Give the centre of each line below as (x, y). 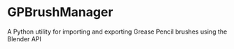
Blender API (25, 38)
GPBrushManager (60, 12)
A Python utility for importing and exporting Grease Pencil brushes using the (117, 31)
